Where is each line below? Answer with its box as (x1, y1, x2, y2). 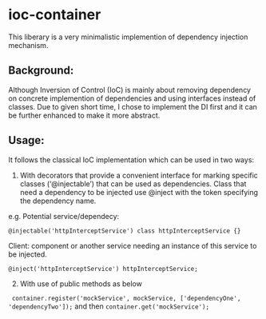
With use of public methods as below (19, 278, 142, 289)
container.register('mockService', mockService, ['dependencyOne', (11, 294, 241, 302)
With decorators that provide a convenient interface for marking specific (19, 170, 258, 180)
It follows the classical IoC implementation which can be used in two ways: (8, 154, 254, 165)
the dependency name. (19, 196, 97, 205)
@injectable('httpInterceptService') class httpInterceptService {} (8, 226, 241, 235)
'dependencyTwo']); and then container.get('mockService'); (8, 301, 210, 311)
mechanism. (8, 40, 49, 50)
